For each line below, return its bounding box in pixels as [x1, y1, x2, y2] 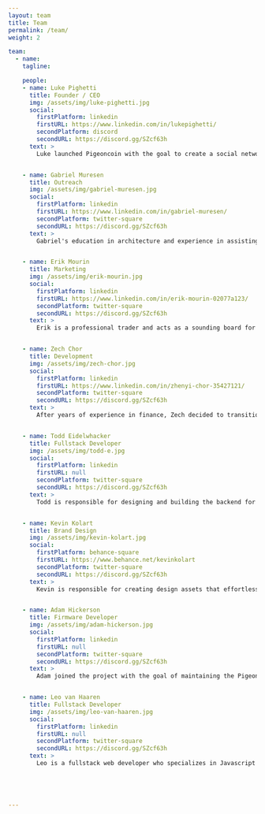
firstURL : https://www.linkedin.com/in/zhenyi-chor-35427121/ [36, 381, 245, 390]
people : [22, 76, 47, 84]
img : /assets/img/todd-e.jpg [28, 447, 125, 455]
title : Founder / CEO [28, 91, 101, 99]
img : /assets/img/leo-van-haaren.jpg [28, 708, 154, 716]
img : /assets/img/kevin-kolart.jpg [28, 533, 147, 542]
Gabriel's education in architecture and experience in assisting [36, 237, 259, 245]
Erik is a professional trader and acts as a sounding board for [36, 324, 256, 332]
